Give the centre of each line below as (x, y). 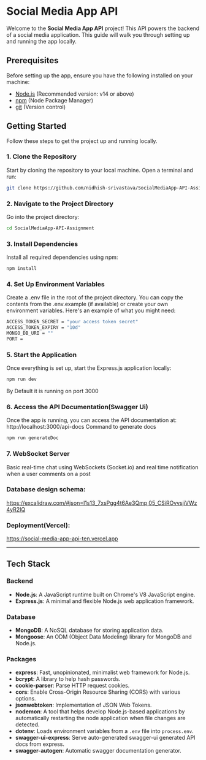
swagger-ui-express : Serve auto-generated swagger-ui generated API (105, 738)
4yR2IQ (16, 509)
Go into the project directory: (43, 217)
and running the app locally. (41, 41)
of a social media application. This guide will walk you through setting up (98, 34)
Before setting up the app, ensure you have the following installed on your (100, 75)
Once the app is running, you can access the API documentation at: (91, 420)
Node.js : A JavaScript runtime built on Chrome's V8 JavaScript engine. (105, 594)
